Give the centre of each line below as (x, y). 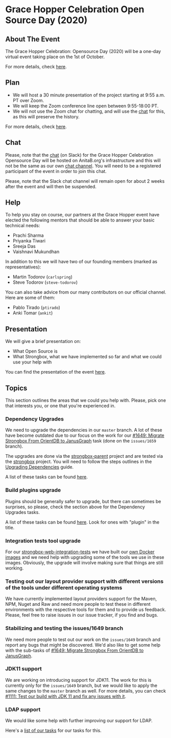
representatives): (23, 267)
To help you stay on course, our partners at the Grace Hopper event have (82, 215)
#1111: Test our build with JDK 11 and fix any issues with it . (66, 696)
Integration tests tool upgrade (43, 540)
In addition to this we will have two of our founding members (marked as (81, 262)
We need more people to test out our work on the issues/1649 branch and (83, 639)
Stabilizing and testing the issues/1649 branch (64, 628)
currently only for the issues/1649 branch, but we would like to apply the (81, 685)
